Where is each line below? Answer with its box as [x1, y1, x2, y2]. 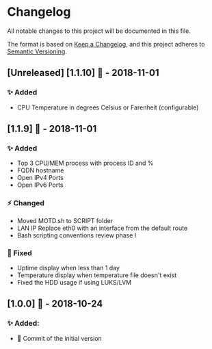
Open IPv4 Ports [16, 174, 64, 182]
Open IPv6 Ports [16, 181, 64, 189]
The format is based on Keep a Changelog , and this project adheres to [7, 40, 205, 48]
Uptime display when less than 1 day [16, 263, 120, 272]
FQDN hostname [16, 166, 64, 174]
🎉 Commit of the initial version [16, 334, 103, 342]
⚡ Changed [7, 198, 44, 208]
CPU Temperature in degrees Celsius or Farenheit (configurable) [16, 103, 199, 112]
